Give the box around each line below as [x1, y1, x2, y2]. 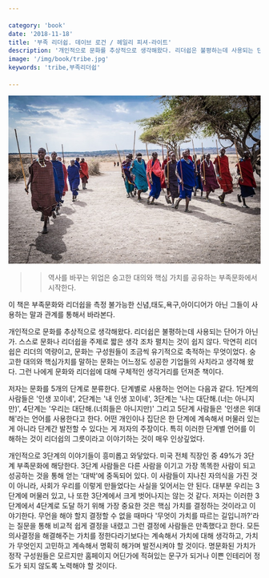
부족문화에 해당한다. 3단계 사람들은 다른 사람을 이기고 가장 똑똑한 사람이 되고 [16, 460, 256, 470]
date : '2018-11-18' [8, 30, 74, 38]
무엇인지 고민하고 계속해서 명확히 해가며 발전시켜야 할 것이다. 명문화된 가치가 [16, 540, 256, 550]
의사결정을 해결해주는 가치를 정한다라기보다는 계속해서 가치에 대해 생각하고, [8, 531, 244, 540]
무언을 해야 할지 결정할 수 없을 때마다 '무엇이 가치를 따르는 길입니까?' [38, 511, 253, 520]
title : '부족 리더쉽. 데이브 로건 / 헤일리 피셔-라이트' [8, 38, 172, 46]
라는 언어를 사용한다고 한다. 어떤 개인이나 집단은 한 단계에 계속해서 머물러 [17, 413, 246, 423]
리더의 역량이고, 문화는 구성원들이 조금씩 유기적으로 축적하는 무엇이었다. [22, 347, 248, 356]
